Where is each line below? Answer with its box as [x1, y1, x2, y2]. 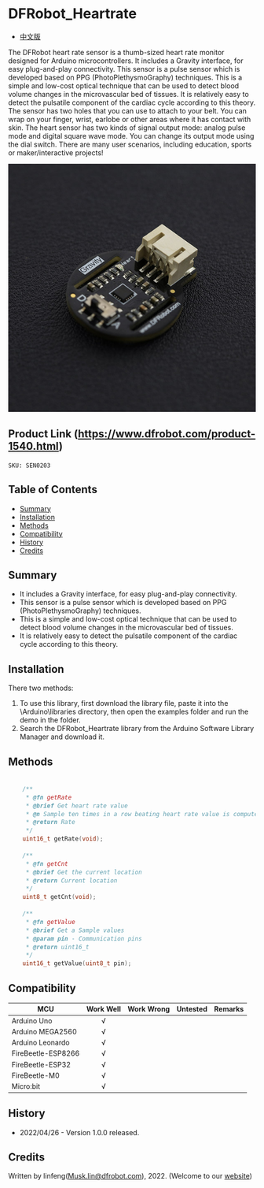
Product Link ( [8, 427, 79, 441]
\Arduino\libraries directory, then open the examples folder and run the [19, 707, 249, 717]
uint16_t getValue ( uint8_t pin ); [22, 960, 132, 967]
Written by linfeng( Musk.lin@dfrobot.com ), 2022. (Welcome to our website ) [8, 1171, 253, 1181]
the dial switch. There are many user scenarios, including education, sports [8, 139, 252, 149]
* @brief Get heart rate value [25, 801, 128, 810]
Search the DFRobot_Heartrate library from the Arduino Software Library [19, 724, 255, 733]
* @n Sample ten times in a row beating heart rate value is [25, 810, 230, 818]
